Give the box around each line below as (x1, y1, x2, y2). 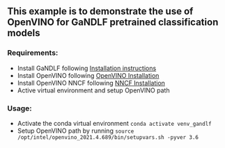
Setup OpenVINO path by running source (17, 126, 134, 135)
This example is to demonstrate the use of (7, 6, 194, 17)
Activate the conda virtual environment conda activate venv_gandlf (17, 119, 212, 127)
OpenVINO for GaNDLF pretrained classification (7, 17, 219, 28)
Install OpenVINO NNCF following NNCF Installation (17, 79, 166, 87)
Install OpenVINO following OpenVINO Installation (17, 71, 160, 79)
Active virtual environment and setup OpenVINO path (17, 86, 170, 94)
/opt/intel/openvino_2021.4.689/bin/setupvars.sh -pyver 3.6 (17, 133, 199, 141)
